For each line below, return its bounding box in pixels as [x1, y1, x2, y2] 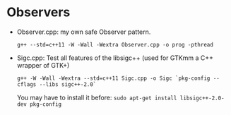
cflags [16, 80, 37, 88]
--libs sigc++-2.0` [39, 80, 97, 88]
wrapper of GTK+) [16, 61, 70, 69]
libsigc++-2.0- [179, 95, 225, 102]
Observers [6, 4, 71, 20]
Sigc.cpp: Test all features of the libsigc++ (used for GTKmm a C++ [16, 54, 213, 62]
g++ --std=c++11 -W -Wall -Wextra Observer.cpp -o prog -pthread [16, 41, 213, 48]
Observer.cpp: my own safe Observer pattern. [16, 28, 151, 36]
